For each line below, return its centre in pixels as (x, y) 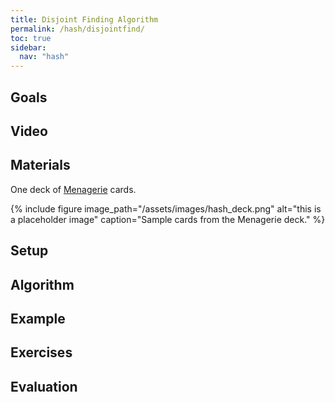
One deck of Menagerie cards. (73, 189)
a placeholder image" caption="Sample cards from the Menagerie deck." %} (168, 219)
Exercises (41, 352)
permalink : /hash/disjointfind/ (77, 29)
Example (38, 318)
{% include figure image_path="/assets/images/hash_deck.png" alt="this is (166, 208)
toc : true (31, 38)
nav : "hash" (44, 57)
